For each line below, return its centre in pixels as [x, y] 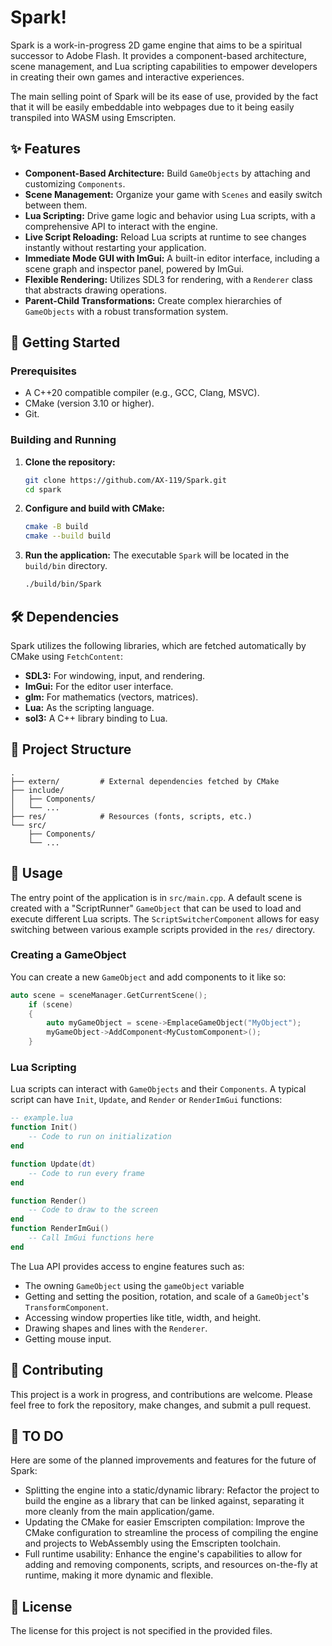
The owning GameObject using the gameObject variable [134, 1285]
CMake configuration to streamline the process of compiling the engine [171, 1533]
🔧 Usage [36, 873]
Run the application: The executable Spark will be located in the [157, 555]
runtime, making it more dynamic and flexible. [119, 1575]
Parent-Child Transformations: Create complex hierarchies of [153, 300]
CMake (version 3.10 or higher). [89, 403]
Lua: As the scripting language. [89, 707]
